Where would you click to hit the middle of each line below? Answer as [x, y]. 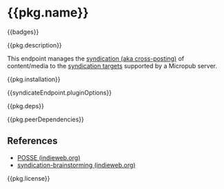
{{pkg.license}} [29, 178]
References [32, 141]
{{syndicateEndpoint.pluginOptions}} [60, 92]
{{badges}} [23, 32]
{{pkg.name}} [48, 13]
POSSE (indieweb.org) [49, 157]
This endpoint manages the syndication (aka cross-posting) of [96, 58]
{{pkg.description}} [34, 45]
